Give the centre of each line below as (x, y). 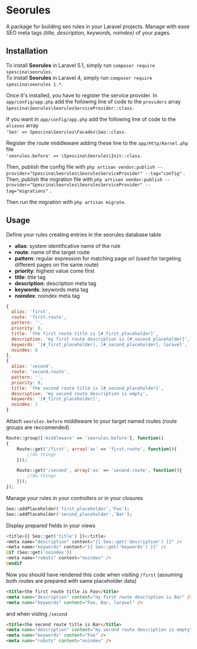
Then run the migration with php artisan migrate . (66, 202)
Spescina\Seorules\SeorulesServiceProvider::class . (70, 108)
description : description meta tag (55, 283)
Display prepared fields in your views (51, 525)
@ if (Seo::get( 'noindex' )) (39, 553)
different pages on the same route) (57, 264)
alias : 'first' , (31, 312)
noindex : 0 (25, 350)
